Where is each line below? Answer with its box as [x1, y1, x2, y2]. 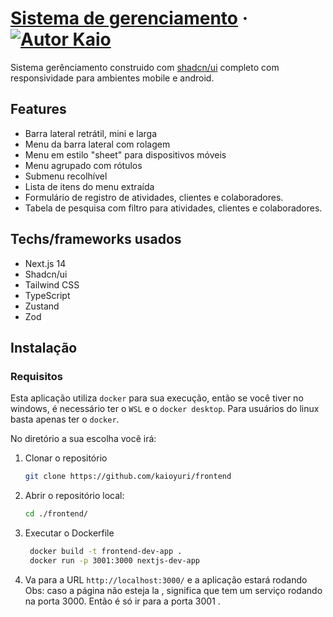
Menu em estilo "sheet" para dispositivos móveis [24, 148, 227, 161]
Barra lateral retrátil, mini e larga [24, 127, 158, 139]
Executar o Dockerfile [24, 527, 115, 539]
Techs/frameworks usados [10, 231, 182, 248]
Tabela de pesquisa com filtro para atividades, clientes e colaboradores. [24, 202, 323, 214]
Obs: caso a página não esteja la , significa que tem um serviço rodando [24, 584, 323, 596]
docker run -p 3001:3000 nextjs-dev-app [29, 555, 201, 566]
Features [10, 101, 67, 118]
